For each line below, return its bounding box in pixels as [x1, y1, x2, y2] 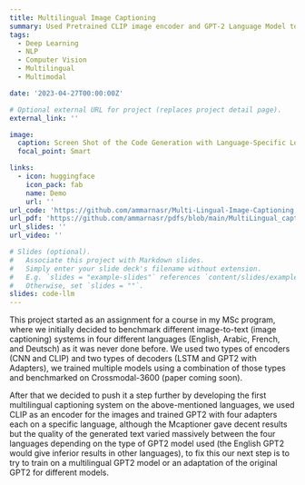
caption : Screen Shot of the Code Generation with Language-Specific [17, 138, 286, 148]
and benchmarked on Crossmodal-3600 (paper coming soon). [9, 372, 243, 383]
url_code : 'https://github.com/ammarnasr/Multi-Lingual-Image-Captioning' [9, 205, 299, 214]
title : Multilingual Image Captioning [9, 13, 156, 23]
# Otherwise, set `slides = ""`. [9, 281, 144, 291]
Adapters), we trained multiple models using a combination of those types [9, 362, 286, 373]
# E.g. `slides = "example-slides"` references [9, 272, 202, 282]
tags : [9, 30, 30, 39]
